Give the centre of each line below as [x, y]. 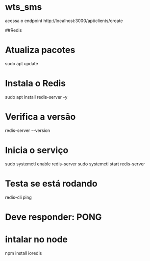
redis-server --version [28, 130]
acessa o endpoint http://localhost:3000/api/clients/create [64, 21]
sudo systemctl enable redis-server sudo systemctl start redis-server [75, 164]
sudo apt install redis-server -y [36, 97]
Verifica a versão [40, 117]
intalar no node [36, 239]
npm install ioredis [24, 253]
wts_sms [24, 7]
